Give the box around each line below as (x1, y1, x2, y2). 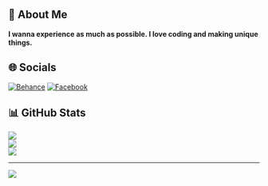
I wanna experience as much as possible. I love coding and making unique (8, 29, 258, 38)
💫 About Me (8, 8, 68, 22)
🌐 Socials (8, 61, 57, 74)
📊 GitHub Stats (8, 106, 86, 120)
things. (8, 38, 33, 47)
